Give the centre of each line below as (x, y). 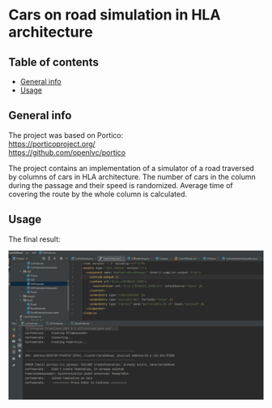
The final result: (34, 239)
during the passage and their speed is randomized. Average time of (121, 185)
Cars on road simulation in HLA (115, 15)
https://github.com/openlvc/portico (67, 152)
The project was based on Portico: (66, 135)
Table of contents (53, 62)
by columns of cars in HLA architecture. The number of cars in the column (132, 177)
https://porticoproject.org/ (52, 144)
